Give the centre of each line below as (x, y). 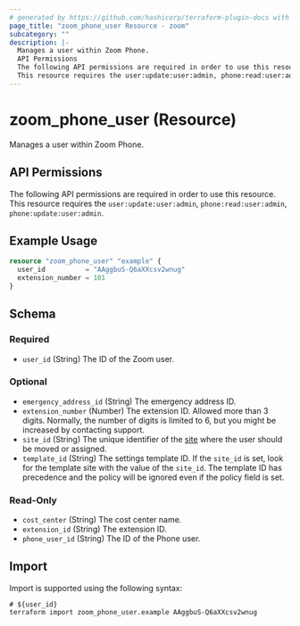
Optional (28, 382)
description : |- (39, 42)
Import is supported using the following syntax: (96, 588)
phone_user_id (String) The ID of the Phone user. (111, 539)
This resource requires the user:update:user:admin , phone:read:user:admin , (148, 203)
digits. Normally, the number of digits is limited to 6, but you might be (149, 420)
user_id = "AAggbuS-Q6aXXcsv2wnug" (101, 270)
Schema (33, 314)
